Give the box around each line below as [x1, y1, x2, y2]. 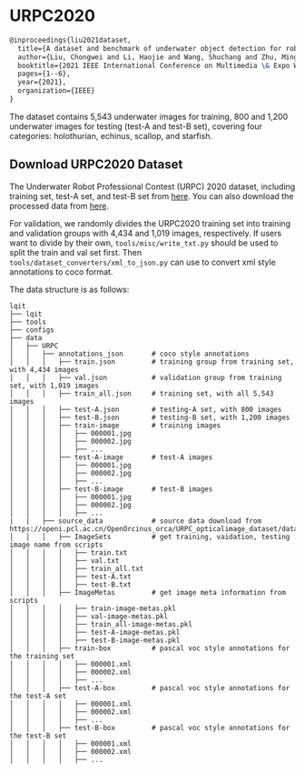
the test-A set [9, 691, 67, 700]
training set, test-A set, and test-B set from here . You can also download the [9, 190, 294, 201]
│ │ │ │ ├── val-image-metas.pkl [9, 611, 169, 621]
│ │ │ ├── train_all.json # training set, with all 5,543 [9, 388, 274, 398]
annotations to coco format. [9, 266, 113, 277]
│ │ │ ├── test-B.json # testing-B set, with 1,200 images [9, 413, 290, 422]
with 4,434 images [9, 365, 79, 374]
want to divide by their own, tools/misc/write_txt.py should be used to [9, 237, 279, 248]
